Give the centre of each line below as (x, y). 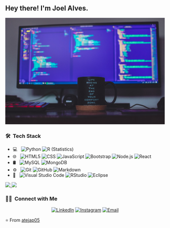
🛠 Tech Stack (23, 136)
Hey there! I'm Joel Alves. (47, 8)
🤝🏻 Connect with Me (31, 199)
